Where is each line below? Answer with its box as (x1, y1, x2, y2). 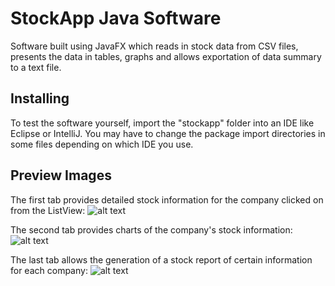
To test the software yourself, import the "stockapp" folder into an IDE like (10, 117, 315, 129)
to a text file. (10, 61, 62, 73)
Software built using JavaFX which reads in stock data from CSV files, (10, 40, 299, 52)
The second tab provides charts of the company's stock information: (10, 223, 293, 236)
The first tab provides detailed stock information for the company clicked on (10, 193, 324, 206)
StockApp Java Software (10, 7, 222, 30)
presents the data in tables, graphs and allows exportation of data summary (10, 50, 322, 62)
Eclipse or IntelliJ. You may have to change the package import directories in (10, 127, 326, 139)
